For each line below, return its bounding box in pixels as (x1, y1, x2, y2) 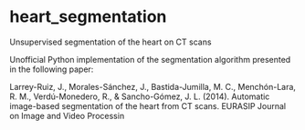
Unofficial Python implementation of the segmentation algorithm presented (9, 54, 291, 65)
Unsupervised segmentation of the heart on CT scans (9, 36, 212, 47)
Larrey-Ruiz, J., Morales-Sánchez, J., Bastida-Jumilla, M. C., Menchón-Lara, (9, 81, 297, 92)
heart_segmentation (9, 6, 167, 27)
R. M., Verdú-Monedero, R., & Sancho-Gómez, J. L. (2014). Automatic (9, 91, 270, 102)
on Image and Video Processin (9, 110, 125, 121)
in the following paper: (9, 64, 94, 75)
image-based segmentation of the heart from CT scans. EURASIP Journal (9, 100, 287, 111)
